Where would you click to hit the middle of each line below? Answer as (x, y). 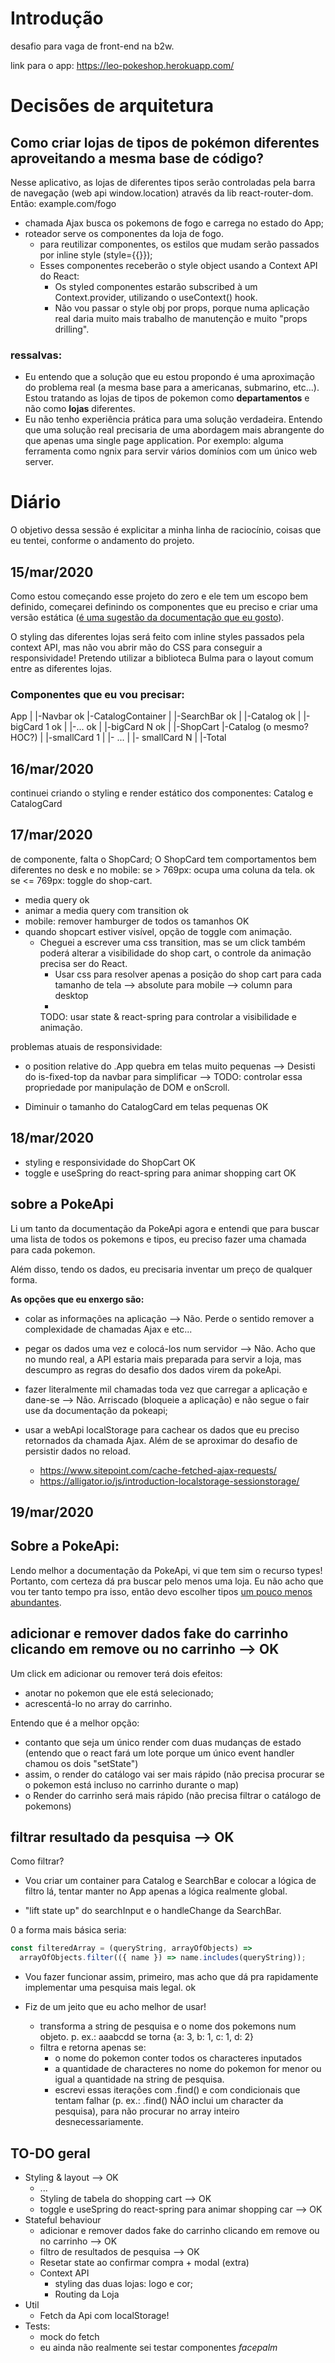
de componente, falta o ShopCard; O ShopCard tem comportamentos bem (163, 859)
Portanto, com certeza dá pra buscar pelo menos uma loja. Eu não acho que (167, 1581)
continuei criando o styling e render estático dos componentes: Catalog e (162, 793)
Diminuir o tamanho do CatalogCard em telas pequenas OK (146, 1106)
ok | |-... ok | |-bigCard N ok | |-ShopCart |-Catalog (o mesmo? (180, 727)
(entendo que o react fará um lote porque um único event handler (159, 1753)
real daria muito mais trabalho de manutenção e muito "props (181, 318)
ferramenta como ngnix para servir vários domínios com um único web (171, 451)
